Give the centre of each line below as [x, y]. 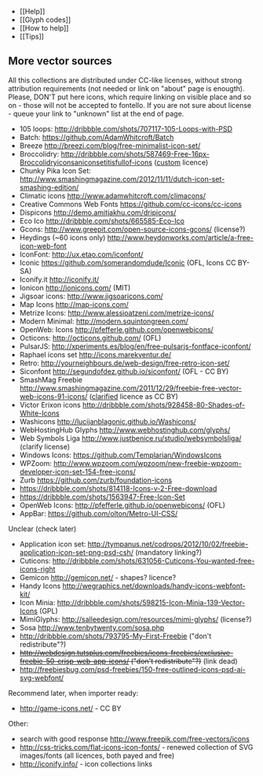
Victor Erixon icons [50, 405]
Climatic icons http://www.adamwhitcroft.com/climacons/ [113, 195]
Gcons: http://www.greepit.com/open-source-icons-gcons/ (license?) [132, 229]
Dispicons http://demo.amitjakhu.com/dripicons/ [98, 212]
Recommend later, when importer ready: [73, 693]
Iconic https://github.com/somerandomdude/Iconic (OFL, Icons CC [128, 262]
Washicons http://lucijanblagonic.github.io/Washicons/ [108, 421]
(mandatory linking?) [168, 552]
